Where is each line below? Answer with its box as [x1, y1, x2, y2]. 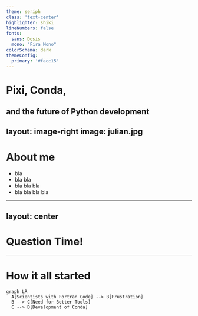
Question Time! [6, 235, 84, 248]
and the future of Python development [6, 107, 150, 117]
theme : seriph [6, 8, 41, 15]
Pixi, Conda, [6, 83, 67, 97]
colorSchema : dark [6, 47, 51, 53]
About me [6, 150, 55, 164]
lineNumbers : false [6, 25, 54, 31]
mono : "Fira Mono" [11, 42, 57, 48]
